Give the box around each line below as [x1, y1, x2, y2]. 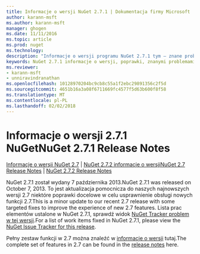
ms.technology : [6, 48, 44, 54]
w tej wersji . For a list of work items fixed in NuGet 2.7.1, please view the [6, 217, 181, 224]
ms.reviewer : [6, 64, 39, 70]
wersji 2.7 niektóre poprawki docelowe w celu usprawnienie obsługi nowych [6, 191, 193, 199]
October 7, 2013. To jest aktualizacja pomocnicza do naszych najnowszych [6, 185, 189, 193]
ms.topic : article [6, 36, 52, 42]
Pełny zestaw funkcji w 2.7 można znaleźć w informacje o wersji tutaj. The [6, 235, 186, 242]
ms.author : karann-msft [6, 20, 65, 26]
